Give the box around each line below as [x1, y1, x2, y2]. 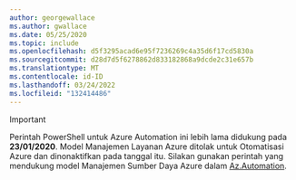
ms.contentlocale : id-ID [9, 72, 104, 81]
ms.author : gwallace [9, 22, 88, 31]
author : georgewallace [9, 13, 95, 23]
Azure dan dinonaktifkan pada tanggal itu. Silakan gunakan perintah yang [9, 150, 284, 161]
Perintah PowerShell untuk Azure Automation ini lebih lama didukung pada [9, 131, 288, 142]
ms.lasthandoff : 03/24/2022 [9, 81, 116, 90]
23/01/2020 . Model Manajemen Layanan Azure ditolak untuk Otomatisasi [9, 141, 284, 152]
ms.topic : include [9, 38, 79, 48]
